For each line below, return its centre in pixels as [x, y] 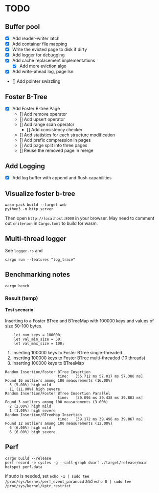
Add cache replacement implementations [54, 61]
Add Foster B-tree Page [36, 109]
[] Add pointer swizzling [36, 81]
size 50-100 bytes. [24, 326]
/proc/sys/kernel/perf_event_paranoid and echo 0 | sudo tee [68, 481]
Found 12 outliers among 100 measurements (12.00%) [59, 423]
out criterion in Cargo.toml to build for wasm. [52, 223]
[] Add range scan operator [47, 124]
